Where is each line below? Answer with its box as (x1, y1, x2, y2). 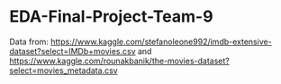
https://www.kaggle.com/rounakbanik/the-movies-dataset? (9, 55, 230, 66)
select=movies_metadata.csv (9, 65, 119, 76)
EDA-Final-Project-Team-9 (9, 6, 213, 27)
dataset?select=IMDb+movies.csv (9, 45, 137, 56)
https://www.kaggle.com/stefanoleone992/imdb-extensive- (50, 36, 272, 47)
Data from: (9, 36, 50, 47)
